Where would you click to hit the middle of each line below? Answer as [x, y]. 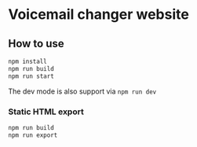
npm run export [33, 135]
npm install [27, 61]
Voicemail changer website [99, 15]
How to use [36, 44]
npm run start [31, 76]
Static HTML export [46, 112]
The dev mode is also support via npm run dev [82, 91]
